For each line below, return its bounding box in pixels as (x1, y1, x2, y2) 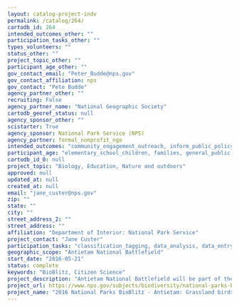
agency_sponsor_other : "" (7, 116, 84, 123)
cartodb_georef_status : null (7, 110, 94, 117)
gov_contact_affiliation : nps (7, 76, 97, 84)
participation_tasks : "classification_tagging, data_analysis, (7, 242, 199, 249)
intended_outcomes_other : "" (7, 30, 94, 38)
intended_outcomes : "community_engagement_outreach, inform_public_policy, (7, 143, 237, 150)
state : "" (7, 202, 37, 210)
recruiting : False (7, 97, 62, 104)
